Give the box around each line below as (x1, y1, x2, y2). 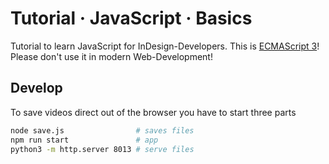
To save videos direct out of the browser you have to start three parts (10, 106, 297, 118)
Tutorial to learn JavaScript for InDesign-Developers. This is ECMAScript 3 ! (10, 40, 320, 52)
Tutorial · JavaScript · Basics (10, 7, 253, 30)
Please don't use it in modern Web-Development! (10, 50, 213, 62)
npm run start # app (10, 135, 159, 145)
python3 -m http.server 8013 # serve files (10, 144, 195, 154)
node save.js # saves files (10, 125, 195, 136)
